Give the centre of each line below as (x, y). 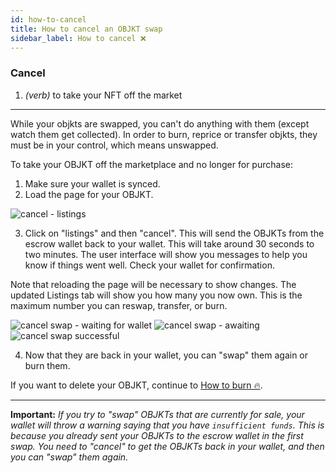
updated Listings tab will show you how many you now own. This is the (156, 295)
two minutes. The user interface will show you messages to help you (166, 254)
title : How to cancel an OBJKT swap (86, 29)
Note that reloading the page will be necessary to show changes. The (153, 284)
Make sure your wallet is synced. (92, 183)
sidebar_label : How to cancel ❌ (78, 38)
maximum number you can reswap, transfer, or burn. (119, 305)
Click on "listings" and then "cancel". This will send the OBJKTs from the (174, 233)
